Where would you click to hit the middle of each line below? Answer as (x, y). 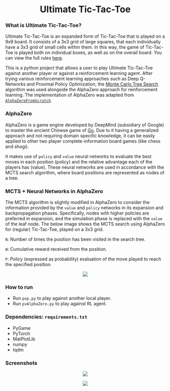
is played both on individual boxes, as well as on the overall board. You (88, 53)
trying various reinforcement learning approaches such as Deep (72, 79)
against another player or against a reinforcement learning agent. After (79, 73)
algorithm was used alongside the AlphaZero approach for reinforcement (81, 90)
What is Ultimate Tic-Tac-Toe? (44, 25)
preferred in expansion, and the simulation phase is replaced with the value (84, 219)
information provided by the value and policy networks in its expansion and (84, 208)
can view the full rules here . (34, 58)
